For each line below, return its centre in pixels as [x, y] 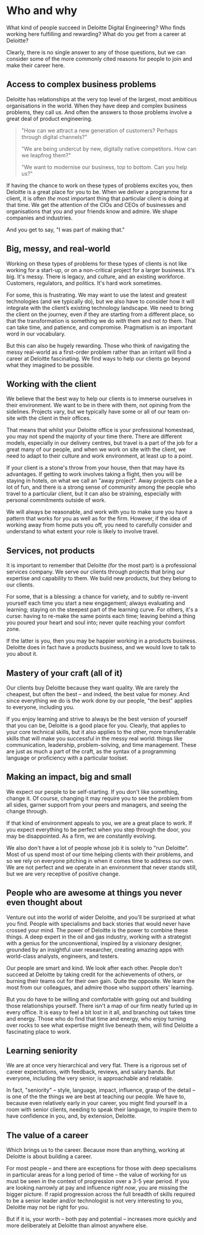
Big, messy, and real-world [58, 249]
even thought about [44, 903]
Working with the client [51, 384]
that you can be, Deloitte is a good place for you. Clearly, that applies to [96, 726]
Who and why [42, 11]
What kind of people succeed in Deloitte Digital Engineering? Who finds [96, 27]
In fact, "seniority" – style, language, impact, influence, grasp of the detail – [101, 1090]
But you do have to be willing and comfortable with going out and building [99, 999]
